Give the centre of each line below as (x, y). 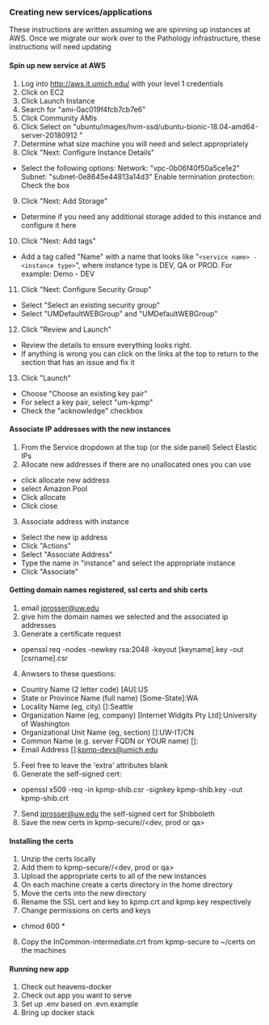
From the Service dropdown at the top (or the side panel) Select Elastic (139, 447)
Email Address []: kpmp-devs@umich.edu (89, 749)
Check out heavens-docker (66, 987)
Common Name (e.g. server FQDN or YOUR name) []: (109, 741)
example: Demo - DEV (58, 273)
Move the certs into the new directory (83, 893)
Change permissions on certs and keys (86, 911)
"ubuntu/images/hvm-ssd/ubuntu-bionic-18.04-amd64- (166, 126)
